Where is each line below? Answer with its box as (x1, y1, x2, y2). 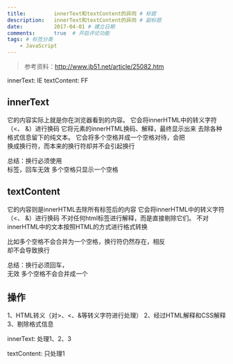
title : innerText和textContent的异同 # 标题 (7, 10, 157, 17)
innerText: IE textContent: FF (7, 76, 89, 84)
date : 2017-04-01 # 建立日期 (7, 23, 116, 30)
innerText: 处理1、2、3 (7, 335, 71, 343)
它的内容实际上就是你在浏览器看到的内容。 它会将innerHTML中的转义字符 (7, 115, 217, 124)
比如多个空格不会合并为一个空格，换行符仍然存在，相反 (7, 237, 165, 245)
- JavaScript (19, 42, 58, 49)
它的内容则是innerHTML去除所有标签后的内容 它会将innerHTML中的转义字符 (7, 205, 225, 213)
